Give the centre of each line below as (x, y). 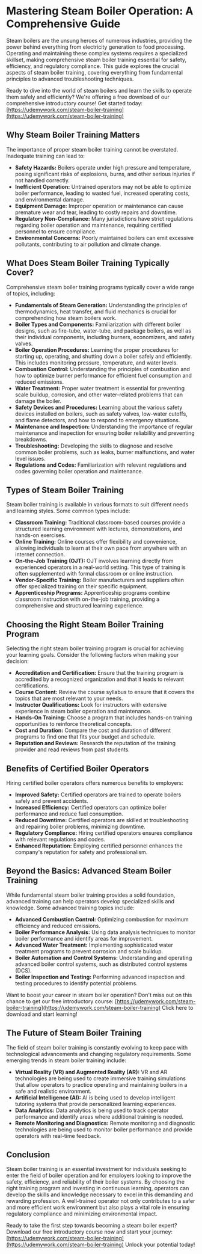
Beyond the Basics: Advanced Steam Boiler (89, 871)
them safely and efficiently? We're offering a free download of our (88, 97)
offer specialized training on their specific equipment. (81, 586)
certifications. (32, 686)
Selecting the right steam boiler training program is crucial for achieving (95, 648)
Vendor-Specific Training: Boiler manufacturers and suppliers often (99, 580)
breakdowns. (31, 439)
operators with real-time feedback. (58, 1136)
